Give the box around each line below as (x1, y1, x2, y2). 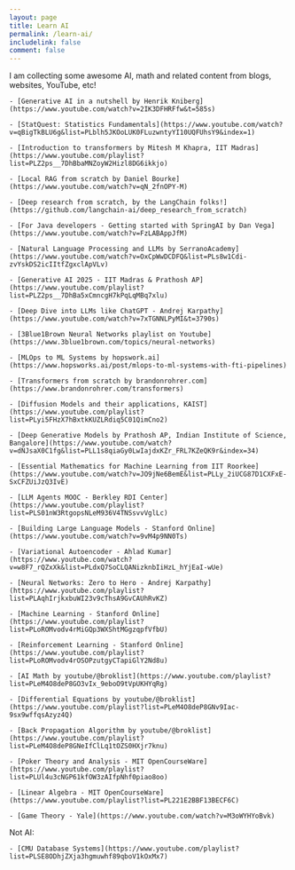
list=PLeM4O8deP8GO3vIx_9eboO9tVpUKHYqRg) (9, 680, 168, 689)
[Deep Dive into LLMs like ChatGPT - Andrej (17, 307, 184, 316)
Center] (140, 494, 168, 502)
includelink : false (9, 37, 82, 47)
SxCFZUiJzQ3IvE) (9, 478, 69, 486)
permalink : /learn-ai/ (9, 29, 93, 38)
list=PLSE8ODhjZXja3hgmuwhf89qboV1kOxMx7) (9, 852, 168, 861)
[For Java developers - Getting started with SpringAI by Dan (17, 221, 252, 231)
